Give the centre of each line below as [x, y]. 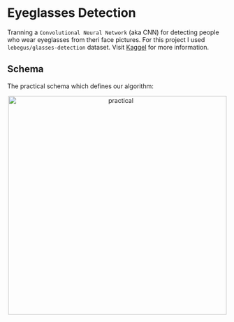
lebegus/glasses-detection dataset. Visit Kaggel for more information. [108, 47]
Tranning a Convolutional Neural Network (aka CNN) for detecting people [113, 32]
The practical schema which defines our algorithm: [80, 86]
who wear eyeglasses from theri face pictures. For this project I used [106, 39]
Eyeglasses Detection [72, 13]
